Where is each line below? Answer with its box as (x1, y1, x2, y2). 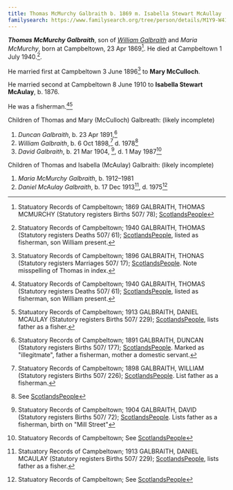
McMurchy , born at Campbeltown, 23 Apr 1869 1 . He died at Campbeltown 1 (8, 43, 222, 53)
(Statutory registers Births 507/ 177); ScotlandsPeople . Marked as (17, 343, 205, 352)
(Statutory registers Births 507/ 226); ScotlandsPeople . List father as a (17, 371, 218, 379)
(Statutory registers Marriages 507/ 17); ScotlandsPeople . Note (17, 259, 198, 267)
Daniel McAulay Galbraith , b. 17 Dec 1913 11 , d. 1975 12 (17, 181, 168, 191)
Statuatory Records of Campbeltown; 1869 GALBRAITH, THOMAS (17, 202, 205, 211)
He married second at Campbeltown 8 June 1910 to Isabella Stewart (8, 80, 203, 89)
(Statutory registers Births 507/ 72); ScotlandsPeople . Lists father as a (17, 412, 218, 421)
